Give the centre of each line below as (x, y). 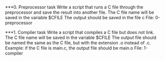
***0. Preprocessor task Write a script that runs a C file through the (74, 7)
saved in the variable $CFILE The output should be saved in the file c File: (80, 17)
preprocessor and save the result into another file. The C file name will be (80, 12)
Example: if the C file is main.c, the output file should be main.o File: (74, 48)
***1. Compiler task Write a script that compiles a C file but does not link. (80, 32)
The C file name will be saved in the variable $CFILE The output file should (81, 37)
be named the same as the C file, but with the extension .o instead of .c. (78, 43)
